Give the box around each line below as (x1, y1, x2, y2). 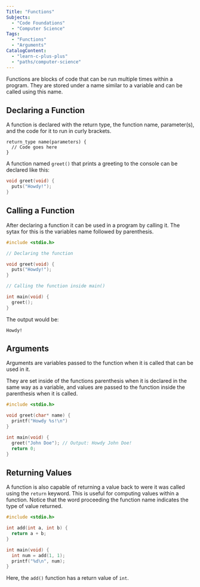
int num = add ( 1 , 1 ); (11, 552, 66, 558)
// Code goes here (11, 144, 58, 150)
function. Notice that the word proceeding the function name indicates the (6, 496, 189, 503)
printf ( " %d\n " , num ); (11, 558, 66, 564)
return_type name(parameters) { (6, 139, 87, 145)
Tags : (6, 31, 20, 37)
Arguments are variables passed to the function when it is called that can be (6, 360, 194, 367)
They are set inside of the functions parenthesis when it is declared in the (6, 378, 187, 385)
